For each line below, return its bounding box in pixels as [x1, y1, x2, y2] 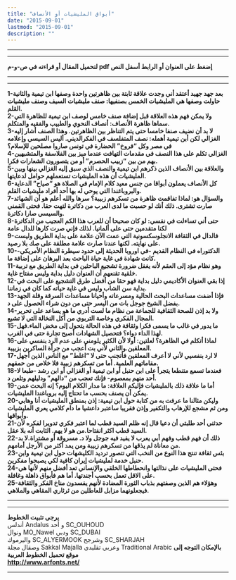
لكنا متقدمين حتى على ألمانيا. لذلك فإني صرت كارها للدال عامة [7, 224, 167, 233]
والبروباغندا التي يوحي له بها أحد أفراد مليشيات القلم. [7, 187, 142, 195]
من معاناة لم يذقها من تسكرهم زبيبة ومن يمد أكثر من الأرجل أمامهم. [7, 441, 181, 450]
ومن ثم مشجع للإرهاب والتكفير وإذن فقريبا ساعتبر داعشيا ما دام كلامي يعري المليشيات [7, 404, 228, 412]
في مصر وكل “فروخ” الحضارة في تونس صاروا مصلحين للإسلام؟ [7, 142, 172, 150]
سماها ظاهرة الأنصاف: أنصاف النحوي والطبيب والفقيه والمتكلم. [7, 119, 170, 128]
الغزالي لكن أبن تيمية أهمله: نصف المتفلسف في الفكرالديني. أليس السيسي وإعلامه [7, 135, 221, 143]
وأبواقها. [7, 412, 29, 420]
